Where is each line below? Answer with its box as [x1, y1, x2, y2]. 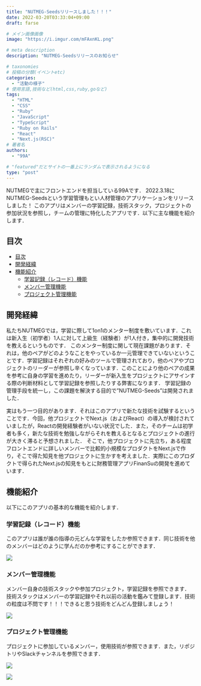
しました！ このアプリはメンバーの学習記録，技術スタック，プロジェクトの [6, 202, 191, 209]
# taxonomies [6, 64, 39, 70]
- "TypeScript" [11, 120, 50, 126]
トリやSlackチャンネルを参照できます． [6, 650, 104, 657]
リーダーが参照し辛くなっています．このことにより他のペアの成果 [32, 365, 195, 372]
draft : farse [6, 20, 39, 26]
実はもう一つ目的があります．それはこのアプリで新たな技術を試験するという [6, 407, 196, 414]
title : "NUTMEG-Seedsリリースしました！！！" [6, 8, 112, 15]
